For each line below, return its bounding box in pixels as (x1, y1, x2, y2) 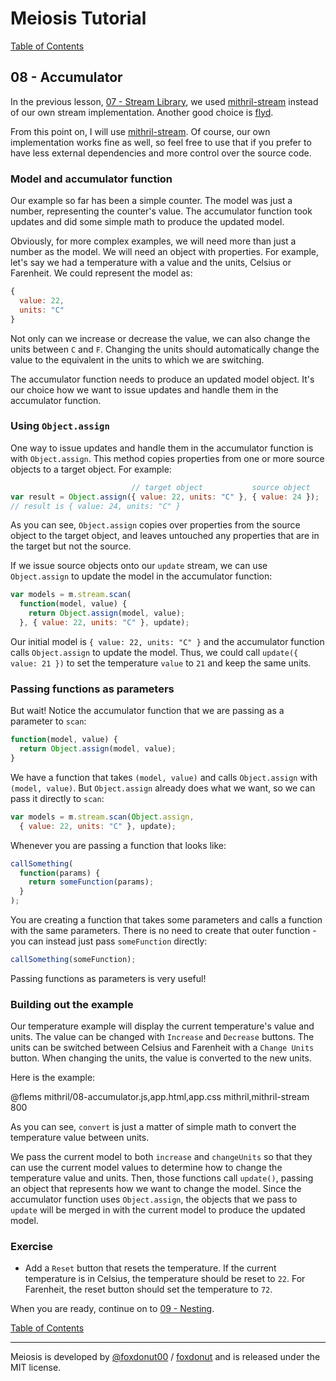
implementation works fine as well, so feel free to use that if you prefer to (10, 136, 312, 148)
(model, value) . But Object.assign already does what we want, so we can (10, 782, 316, 794)
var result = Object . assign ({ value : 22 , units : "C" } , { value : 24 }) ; (10, 492, 320, 502)
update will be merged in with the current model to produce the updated (10, 1204, 306, 1216)
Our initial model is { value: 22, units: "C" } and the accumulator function (10, 635, 325, 647)
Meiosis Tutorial (10, 7, 147, 30)
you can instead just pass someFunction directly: (10, 935, 208, 947)
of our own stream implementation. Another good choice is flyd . (10, 106, 274, 118)
